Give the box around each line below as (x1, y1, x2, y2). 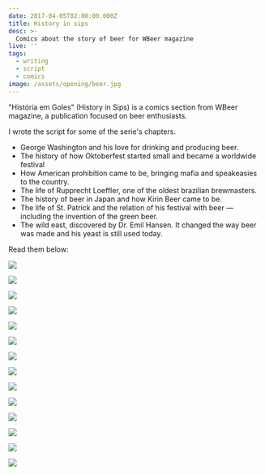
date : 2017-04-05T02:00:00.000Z (8, 11, 118, 20)
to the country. (19, 176, 70, 187)
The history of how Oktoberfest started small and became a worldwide (19, 151, 257, 161)
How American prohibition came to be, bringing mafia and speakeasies (19, 168, 258, 178)
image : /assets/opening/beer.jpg (8, 80, 122, 88)
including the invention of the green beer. (19, 211, 158, 221)
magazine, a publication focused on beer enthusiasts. (8, 110, 188, 120)
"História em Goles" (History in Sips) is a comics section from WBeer (8, 102, 238, 112)
